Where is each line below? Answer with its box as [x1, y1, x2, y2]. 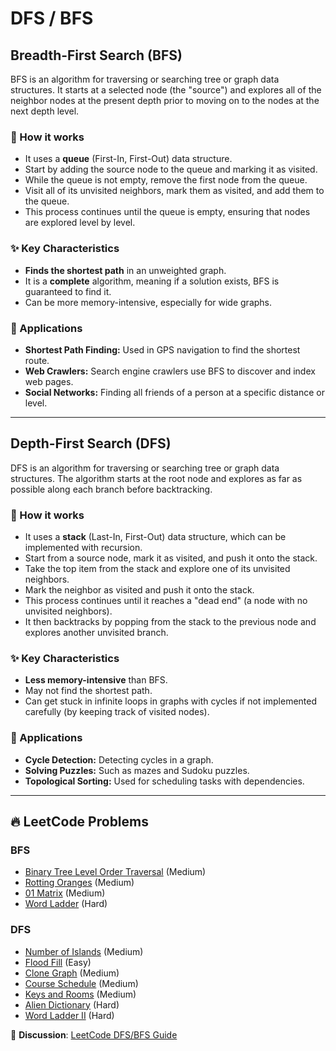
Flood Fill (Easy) [24, 956, 92, 968]
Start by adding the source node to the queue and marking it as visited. [24, 163, 318, 176]
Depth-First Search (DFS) [10, 435, 172, 452]
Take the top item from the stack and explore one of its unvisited [24, 563, 291, 574]
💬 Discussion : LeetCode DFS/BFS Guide [10, 1028, 178, 1041]
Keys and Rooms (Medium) [24, 988, 137, 1000]
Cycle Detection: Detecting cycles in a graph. [24, 753, 214, 766]
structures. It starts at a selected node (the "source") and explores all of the [10, 84, 322, 96]
